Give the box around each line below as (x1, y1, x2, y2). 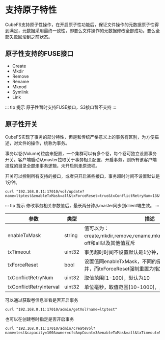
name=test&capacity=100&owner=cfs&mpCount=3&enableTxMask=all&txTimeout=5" (5, 330, 164, 335)
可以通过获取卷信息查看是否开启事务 (5, 297, 79, 303)
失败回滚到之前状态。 (9, 34, 53, 40)
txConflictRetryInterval (7, 283, 60, 290)
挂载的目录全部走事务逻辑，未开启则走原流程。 (5, 163, 100, 169)
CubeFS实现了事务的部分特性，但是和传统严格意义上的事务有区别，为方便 (5, 134, 155, 140)
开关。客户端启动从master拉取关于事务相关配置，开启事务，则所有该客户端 (5, 156, 157, 162)
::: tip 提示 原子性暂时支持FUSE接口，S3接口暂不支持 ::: (5, 104, 117, 110)
